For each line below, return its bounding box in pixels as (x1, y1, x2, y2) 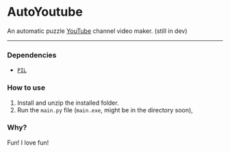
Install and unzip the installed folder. (16, 99, 119, 107)
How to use (7, 83, 46, 92)
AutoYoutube (7, 4, 84, 20)
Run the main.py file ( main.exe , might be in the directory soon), (16, 105, 193, 114)
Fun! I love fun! (7, 138, 49, 147)
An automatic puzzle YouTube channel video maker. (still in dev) (7, 27, 188, 35)
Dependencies (7, 50, 57, 60)
